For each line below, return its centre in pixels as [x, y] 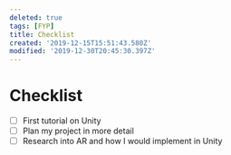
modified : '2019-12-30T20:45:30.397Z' [82, 51]
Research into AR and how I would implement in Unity [122, 141]
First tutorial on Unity [62, 121]
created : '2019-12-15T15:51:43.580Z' [81, 43]
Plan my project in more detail [78, 131]
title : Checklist [42, 34]
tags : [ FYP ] [32, 26]
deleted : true [36, 18]
